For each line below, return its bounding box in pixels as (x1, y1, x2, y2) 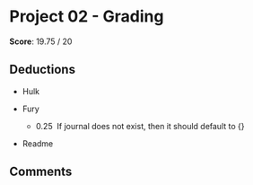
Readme (22, 137, 54, 149)
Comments (9, 164, 73, 180)
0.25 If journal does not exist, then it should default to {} (35, 120, 245, 131)
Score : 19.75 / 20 (9, 36, 73, 47)
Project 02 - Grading (9, 6, 164, 27)
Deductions (9, 62, 76, 77)
